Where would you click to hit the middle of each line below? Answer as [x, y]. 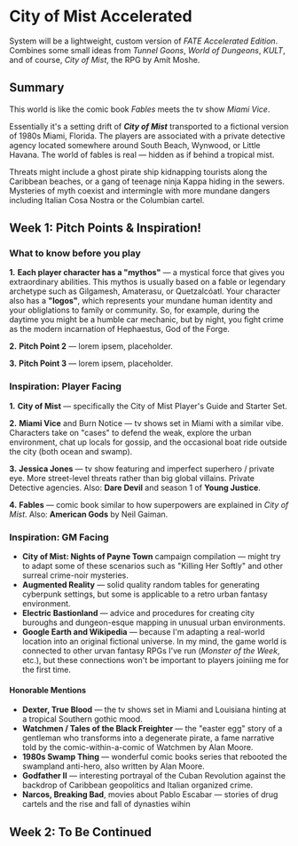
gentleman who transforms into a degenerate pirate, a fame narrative [148, 738]
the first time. [46, 670]
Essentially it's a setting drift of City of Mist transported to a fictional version [149, 126]
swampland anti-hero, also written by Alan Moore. [114, 766]
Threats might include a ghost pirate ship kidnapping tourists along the [138, 171]
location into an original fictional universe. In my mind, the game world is [154, 642]
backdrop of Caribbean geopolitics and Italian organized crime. [137, 785]
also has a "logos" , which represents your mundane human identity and [141, 301]
